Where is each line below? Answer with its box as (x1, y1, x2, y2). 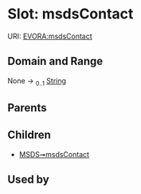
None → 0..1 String (7, 75, 67, 87)
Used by (7, 173, 49, 187)
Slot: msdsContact (7, 5, 134, 23)
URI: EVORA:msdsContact (7, 31, 92, 41)
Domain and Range (7, 55, 104, 68)
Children (7, 128, 51, 142)
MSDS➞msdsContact (18, 149, 89, 159)
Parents (7, 101, 47, 115)
